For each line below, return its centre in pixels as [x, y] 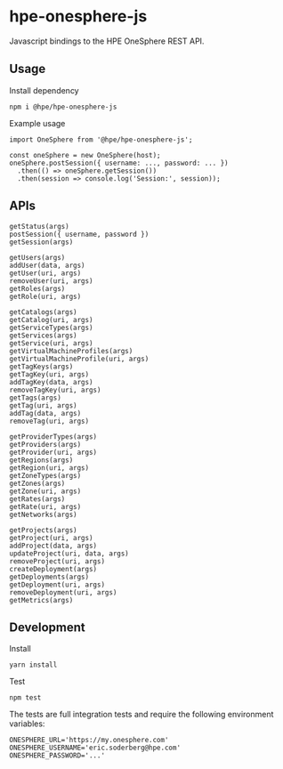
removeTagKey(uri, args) [55, 390]
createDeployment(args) [53, 569]
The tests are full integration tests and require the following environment [141, 715]
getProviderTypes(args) [53, 437]
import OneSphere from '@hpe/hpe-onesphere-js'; [101, 140]
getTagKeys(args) [41, 367]
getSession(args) [41, 242]
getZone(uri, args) [45, 491]
